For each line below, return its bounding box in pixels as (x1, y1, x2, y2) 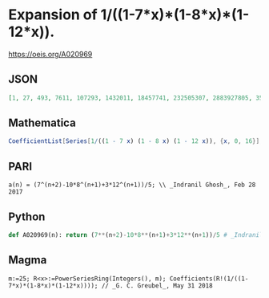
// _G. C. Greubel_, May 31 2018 (101, 281, 214, 290)
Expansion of (8, 6, 98, 24)
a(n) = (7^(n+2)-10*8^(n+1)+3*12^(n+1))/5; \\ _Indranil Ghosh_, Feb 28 (8, 181, 256, 190)
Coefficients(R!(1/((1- (169, 275, 249, 283)
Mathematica (8, 116, 76, 130)
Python (8, 210, 46, 223)
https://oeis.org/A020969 (8, 49, 93, 59)
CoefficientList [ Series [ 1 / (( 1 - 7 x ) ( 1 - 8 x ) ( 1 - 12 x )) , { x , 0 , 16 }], (8, 137, 263, 145)
